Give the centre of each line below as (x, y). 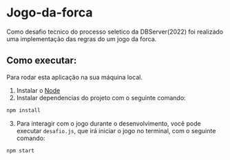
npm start (21, 150)
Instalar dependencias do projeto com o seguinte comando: (101, 98)
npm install (23, 110)
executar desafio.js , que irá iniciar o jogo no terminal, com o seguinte (116, 130)
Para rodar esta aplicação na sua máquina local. (74, 77)
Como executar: (42, 61)
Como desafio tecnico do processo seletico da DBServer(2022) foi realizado (115, 32)
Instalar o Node (38, 90)
